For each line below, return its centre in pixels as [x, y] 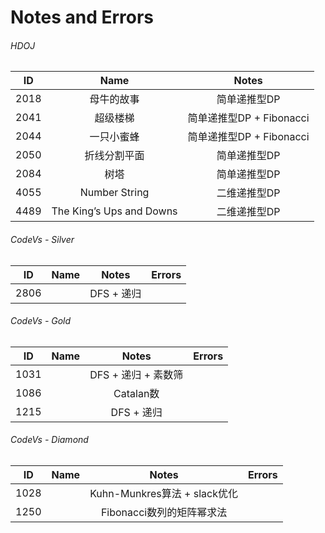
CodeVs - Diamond [49, 440]
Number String [114, 193]
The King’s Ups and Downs [114, 211]
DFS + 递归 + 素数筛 [136, 374]
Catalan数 [136, 393]
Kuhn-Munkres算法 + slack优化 [163, 493]
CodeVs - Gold [41, 321]
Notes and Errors [82, 17]
